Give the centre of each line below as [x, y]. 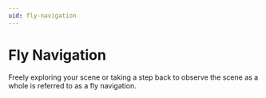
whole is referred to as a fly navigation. [73, 85]
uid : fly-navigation [43, 16]
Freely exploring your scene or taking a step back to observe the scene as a [133, 77]
